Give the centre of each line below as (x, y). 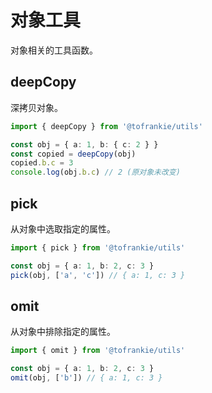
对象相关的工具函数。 (54, 50)
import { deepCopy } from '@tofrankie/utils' (106, 126)
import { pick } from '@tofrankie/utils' (98, 247)
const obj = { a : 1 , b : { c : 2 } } (84, 144)
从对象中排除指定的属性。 (63, 332)
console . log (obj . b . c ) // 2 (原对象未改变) (95, 172)
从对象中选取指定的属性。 (63, 228)
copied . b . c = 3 (42, 163)
